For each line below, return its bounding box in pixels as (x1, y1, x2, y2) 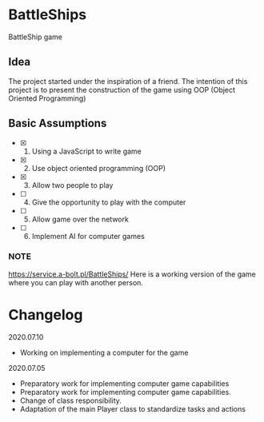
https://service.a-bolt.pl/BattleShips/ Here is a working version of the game (8, 269, 256, 279)
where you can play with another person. (8, 277, 144, 287)
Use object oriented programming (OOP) (31, 163, 166, 173)
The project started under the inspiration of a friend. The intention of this (8, 76, 248, 86)
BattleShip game (8, 32, 62, 42)
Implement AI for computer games (31, 231, 146, 241)
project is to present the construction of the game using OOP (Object (8, 85, 236, 94)
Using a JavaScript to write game (31, 146, 142, 156)
